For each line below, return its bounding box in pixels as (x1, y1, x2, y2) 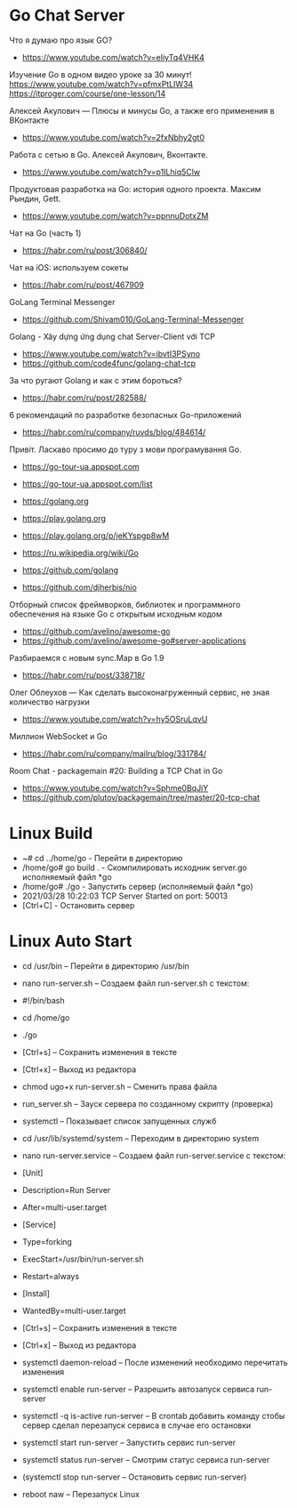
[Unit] (21, 1167, 44, 1178)
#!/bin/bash (21, 995, 65, 1005)
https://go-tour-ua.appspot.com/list (21, 478, 153, 489)
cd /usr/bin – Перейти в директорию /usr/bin (21, 960, 189, 971)
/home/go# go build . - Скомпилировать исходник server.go (21, 862, 247, 873)
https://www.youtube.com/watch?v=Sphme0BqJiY (21, 782, 209, 793)
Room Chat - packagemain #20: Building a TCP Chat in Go (9, 765, 223, 776)
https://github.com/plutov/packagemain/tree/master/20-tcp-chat (21, 792, 261, 802)
